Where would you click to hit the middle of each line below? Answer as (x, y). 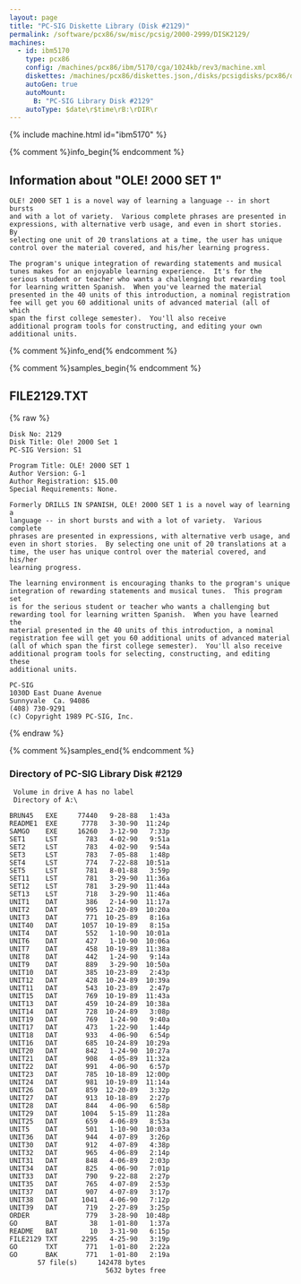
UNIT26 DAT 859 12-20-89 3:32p (90, 1090)
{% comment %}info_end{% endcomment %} (93, 351)
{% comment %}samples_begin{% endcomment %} (105, 368)
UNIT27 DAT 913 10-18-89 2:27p (90, 1099)
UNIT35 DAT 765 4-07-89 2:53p (90, 1185)
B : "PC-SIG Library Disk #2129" (93, 101)
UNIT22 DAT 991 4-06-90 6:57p (90, 1067)
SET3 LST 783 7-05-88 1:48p (90, 855)
